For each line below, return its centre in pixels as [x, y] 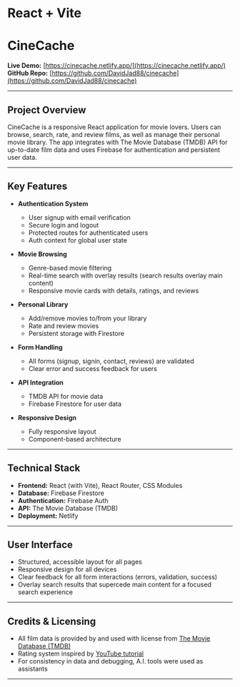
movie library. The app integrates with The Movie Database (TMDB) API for [117, 142]
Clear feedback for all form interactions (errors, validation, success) [117, 577]
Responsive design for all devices [67, 569]
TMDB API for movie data [66, 396]
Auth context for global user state [77, 240]
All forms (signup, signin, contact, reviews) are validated [111, 361]
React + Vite [45, 13]
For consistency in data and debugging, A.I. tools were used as [110, 661]
